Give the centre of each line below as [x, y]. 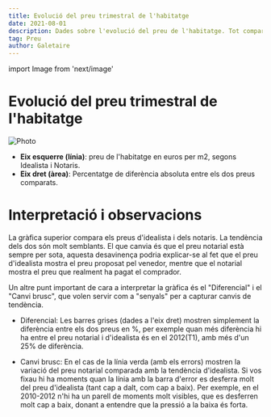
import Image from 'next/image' [61, 69]
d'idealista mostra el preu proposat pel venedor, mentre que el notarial [125, 263]
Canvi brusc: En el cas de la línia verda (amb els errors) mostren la [130, 362]
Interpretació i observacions [105, 215]
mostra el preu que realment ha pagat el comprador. [95, 272]
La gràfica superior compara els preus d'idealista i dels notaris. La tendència [135, 238]
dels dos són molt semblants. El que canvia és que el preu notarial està [126, 246]
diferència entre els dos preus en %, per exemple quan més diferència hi [141, 329]
